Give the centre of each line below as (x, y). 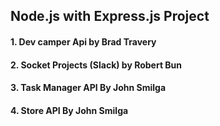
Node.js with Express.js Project (110, 16)
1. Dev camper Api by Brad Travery (83, 41)
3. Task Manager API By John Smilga (88, 88)
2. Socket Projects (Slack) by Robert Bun (96, 65)
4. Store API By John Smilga (69, 110)
